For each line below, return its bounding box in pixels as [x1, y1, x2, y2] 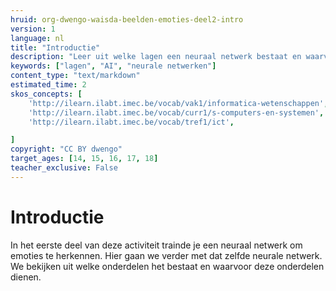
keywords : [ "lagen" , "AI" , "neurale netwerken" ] [10, 61, 217, 71]
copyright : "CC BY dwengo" [10, 144, 123, 155]
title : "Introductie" [10, 42, 101, 53]
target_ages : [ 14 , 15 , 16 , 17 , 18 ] [10, 154, 159, 164]
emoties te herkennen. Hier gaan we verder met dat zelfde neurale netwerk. [10, 249, 323, 261]
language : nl [10, 33, 65, 43]
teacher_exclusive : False [10, 163, 118, 173]
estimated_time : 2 [10, 80, 87, 90]
